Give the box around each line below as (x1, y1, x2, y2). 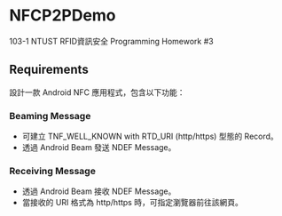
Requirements (9, 62, 89, 77)
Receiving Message (9, 164, 96, 177)
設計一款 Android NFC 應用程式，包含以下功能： (9, 86, 185, 98)
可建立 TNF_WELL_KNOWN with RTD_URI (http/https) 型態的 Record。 (21, 131, 279, 142)
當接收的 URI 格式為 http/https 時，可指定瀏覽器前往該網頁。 (21, 197, 244, 208)
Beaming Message (9, 109, 91, 122)
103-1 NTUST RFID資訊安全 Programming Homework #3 (9, 36, 215, 46)
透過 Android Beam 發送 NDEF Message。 (21, 142, 176, 153)
